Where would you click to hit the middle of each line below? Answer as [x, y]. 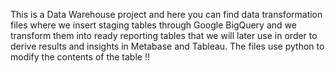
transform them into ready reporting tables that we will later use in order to [164, 35]
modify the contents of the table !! [80, 57]
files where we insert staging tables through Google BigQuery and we [153, 25]
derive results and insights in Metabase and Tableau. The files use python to [167, 46]
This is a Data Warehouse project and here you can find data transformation [166, 14]
